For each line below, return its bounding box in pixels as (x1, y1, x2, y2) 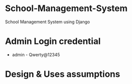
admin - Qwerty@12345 (12, 52, 60, 57)
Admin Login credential (5, 36, 101, 47)
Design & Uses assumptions (5, 69, 120, 80)
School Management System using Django (5, 19, 90, 25)
